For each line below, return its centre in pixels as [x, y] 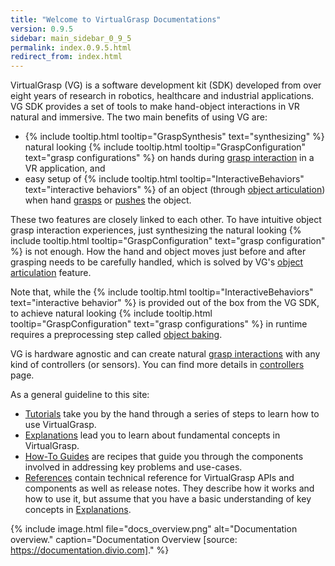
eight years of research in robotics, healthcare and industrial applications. [162, 96]
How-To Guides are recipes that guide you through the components [164, 457]
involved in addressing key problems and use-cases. [133, 467]
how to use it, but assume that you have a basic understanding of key [168, 499]
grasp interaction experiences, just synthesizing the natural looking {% [156, 230]
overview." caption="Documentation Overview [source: [124, 540]
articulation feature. [51, 273]
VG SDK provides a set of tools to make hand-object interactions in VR [155, 107]
